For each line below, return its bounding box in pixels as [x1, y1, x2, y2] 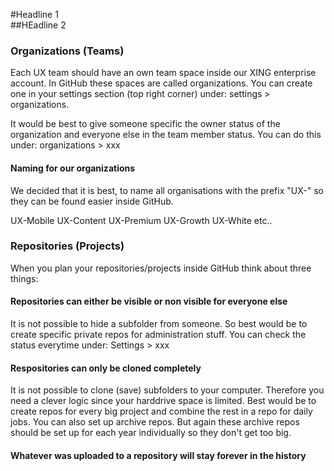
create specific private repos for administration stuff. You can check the [10, 329, 307, 340]
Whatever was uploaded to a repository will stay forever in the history [10, 449, 307, 461]
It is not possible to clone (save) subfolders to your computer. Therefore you [10, 384, 325, 396]
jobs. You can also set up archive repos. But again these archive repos [10, 416, 300, 428]
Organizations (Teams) [10, 44, 125, 58]
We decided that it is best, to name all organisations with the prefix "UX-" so [10, 184, 324, 196]
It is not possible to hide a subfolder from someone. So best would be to [10, 318, 308, 329]
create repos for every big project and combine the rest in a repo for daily [10, 405, 313, 418]
